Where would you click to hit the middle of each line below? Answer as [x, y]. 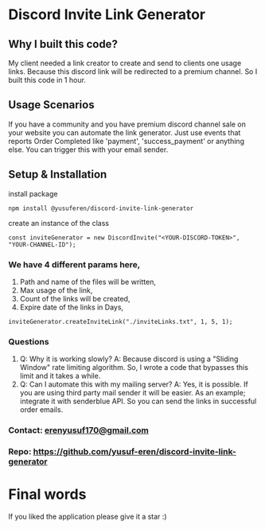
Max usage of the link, [56, 290]
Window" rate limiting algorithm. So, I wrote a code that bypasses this [134, 368]
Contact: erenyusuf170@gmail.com [79, 430]
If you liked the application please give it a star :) [88, 516]
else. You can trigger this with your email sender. [88, 150]
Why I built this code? [63, 44]
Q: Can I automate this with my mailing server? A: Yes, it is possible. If [134, 384]
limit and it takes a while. [60, 376]
